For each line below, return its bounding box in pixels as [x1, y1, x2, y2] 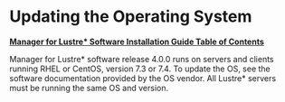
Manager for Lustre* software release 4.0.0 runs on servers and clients [9, 53, 274, 64]
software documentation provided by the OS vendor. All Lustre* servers [9, 72, 277, 83]
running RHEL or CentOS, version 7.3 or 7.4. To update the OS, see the [9, 63, 271, 74]
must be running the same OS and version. [9, 82, 169, 93]
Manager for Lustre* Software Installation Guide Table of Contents [9, 36, 265, 47]
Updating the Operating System [9, 6, 252, 27]
